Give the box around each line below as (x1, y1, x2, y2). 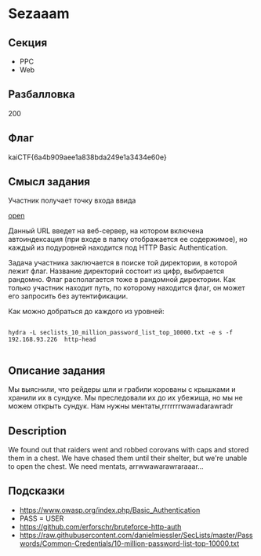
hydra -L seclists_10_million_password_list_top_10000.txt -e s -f (8, 329, 234, 337)
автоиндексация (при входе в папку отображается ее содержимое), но (8, 235, 248, 244)
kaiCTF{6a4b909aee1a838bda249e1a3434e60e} (8, 152, 167, 162)
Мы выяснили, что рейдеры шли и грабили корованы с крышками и (8, 385, 237, 394)
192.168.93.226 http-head (8, 335, 96, 344)
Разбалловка (8, 88, 76, 101)
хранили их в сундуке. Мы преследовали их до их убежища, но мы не (8, 393, 243, 403)
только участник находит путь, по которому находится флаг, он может (8, 283, 245, 293)
